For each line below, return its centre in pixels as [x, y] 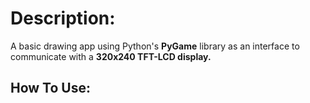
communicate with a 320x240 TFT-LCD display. [111, 56]
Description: [63, 18]
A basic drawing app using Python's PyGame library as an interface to [155, 46]
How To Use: [50, 88]
